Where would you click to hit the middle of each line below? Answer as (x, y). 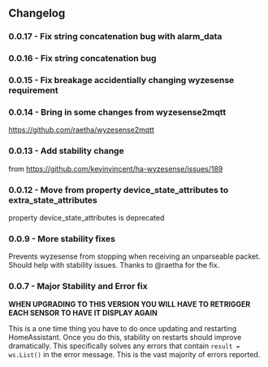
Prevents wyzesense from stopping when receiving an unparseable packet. (135, 256)
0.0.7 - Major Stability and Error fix (78, 286)
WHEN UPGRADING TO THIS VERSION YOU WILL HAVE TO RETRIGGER (130, 304)
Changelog (37, 13)
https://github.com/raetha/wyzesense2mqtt (81, 130)
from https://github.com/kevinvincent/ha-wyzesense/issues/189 (116, 168)
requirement (33, 90)
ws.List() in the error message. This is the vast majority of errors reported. (134, 354)
